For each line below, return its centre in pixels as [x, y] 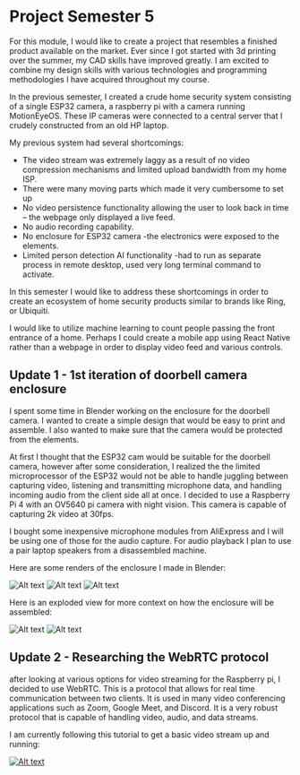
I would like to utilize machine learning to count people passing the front [142, 328]
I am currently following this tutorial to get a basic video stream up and [140, 734]
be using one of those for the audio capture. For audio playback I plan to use [150, 540]
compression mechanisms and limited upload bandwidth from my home [154, 169]
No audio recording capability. [78, 227]
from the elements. [44, 439]
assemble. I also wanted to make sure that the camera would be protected [146, 430]
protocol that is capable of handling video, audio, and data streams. [134, 717]
